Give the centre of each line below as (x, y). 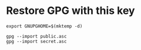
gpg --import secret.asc (36, 41)
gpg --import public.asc (36, 36)
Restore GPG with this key (70, 11)
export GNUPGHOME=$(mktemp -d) (44, 26)
